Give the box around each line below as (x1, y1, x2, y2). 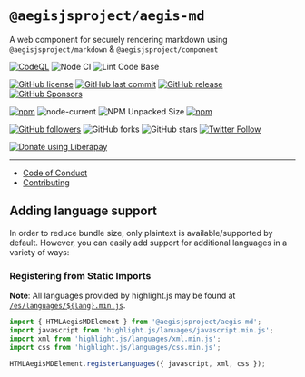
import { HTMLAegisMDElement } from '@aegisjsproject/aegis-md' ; (9, 317, 261, 327)
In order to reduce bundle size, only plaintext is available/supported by (9, 227, 273, 238)
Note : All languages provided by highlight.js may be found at (9, 290, 236, 302)
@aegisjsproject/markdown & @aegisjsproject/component (9, 44, 219, 55)
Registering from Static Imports (9, 269, 152, 282)
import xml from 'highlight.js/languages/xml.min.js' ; (9, 334, 221, 343)
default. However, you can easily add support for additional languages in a (9, 237, 288, 248)
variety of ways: (9, 246, 70, 257)
